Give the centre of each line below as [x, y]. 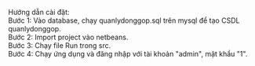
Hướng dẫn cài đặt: [39, 12]
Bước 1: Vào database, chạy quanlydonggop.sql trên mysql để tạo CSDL [124, 20]
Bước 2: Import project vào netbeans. [68, 37]
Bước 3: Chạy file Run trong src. [60, 46]
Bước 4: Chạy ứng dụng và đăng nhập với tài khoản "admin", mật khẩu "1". [128, 54]
